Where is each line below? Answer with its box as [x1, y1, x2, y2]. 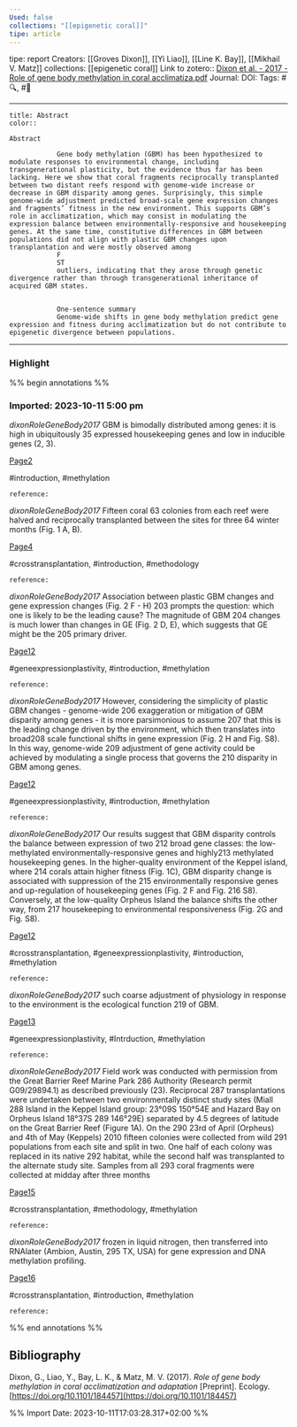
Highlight [9, 357, 50, 369]
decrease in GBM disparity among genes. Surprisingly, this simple [9, 189, 263, 198]
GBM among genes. [9, 761, 82, 772]
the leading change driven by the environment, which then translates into [9, 724, 276, 734]
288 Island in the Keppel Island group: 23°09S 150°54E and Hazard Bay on [9, 1104, 281, 1114]
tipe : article [9, 29, 62, 38]
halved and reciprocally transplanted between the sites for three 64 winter [9, 515, 280, 525]
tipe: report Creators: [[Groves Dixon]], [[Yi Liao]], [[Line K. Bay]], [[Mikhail [9, 54, 280, 65]
